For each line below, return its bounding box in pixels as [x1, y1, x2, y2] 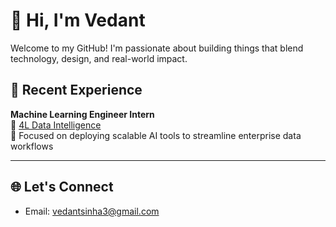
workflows [10, 140, 54, 152]
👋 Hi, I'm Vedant [10, 9, 146, 32]
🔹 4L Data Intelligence [10, 119, 102, 131]
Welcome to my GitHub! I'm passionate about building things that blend [10, 42, 304, 54]
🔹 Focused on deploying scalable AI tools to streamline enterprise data [10, 129, 302, 141]
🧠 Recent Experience [10, 82, 143, 99]
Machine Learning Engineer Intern [10, 108, 155, 120]
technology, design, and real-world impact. [10, 52, 188, 64]
